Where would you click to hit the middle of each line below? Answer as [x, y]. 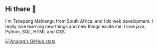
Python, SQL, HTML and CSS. [36, 31]
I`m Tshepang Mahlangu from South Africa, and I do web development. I [79, 21]
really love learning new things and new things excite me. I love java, [76, 26]
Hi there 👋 [21, 9]
